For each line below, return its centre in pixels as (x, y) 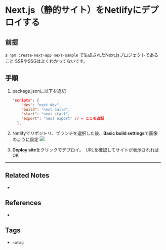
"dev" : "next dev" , (41, 105)
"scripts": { (26, 100)
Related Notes (27, 176)
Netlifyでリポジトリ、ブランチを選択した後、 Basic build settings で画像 (85, 133)
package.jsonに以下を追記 (39, 91)
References (23, 203)
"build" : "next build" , (46, 109)
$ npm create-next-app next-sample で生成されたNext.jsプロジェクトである (82, 55)
